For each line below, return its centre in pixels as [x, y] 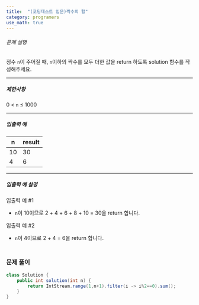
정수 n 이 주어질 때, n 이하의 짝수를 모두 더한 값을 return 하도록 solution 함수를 [95, 61]
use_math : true [25, 22]
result [31, 142]
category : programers [33, 17]
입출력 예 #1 [20, 200]
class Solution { [28, 275]
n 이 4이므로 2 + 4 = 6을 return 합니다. [59, 238]
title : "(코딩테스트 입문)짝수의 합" [47, 12]
